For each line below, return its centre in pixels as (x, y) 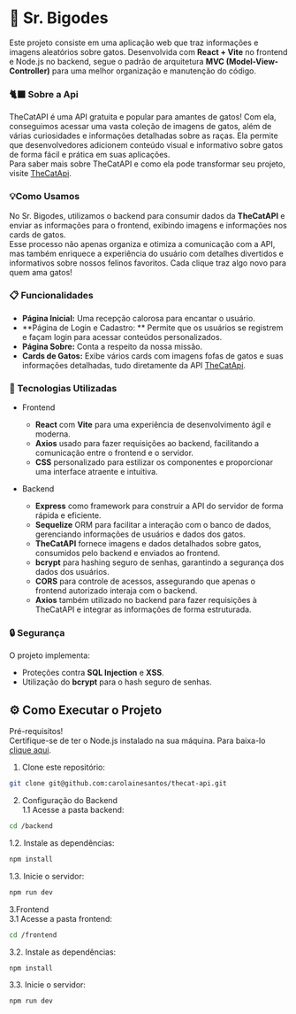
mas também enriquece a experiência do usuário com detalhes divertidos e (147, 253)
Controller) (30, 71)
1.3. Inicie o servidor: (47, 876)
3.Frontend (29, 909)
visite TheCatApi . (41, 174)
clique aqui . (30, 750)
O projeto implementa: (49, 655)
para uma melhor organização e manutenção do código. (154, 71)
